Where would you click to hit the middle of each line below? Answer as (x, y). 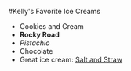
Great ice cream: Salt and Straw (71, 59)
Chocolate (36, 51)
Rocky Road (40, 35)
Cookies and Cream (51, 26)
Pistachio (35, 43)
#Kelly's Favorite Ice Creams (54, 11)
